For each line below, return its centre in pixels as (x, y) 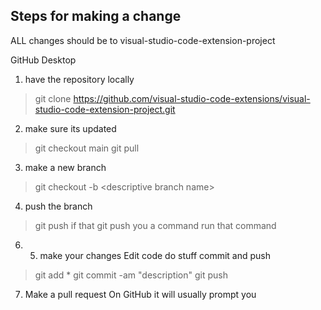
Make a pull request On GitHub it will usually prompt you (140, 294)
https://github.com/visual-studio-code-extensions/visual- (192, 98)
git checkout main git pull (87, 148)
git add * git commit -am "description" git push (131, 275)
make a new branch (65, 167)
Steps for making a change (96, 16)
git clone (53, 98)
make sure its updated (70, 128)
